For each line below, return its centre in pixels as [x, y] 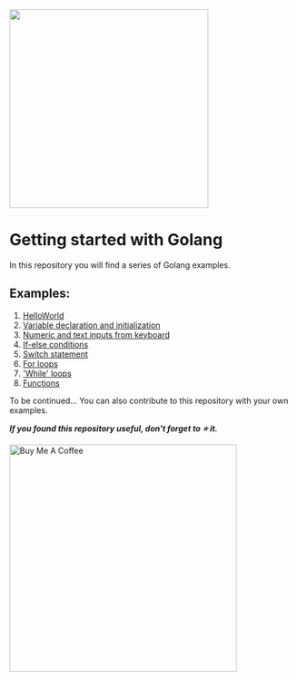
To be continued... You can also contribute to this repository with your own [149, 400]
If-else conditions [55, 344]
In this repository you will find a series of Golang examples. [120, 265]
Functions [41, 383]
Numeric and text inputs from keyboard [96, 334]
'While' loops [47, 373]
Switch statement [55, 354]
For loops [40, 363]
